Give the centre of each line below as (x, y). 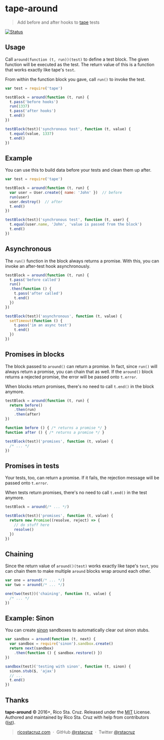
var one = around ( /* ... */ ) (35, 580)
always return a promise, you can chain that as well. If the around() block (79, 371)
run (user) (19, 197)
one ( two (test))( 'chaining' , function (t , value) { (58, 593)
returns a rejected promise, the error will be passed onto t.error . (71, 377)
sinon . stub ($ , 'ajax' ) (33, 671)
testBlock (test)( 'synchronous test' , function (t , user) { (67, 220)
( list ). (10, 722)
